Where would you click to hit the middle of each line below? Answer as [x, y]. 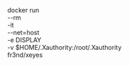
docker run [23, 10]
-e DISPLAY [24, 40]
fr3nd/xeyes [25, 55]
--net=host [23, 32]
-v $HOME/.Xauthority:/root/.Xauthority [64, 47]
